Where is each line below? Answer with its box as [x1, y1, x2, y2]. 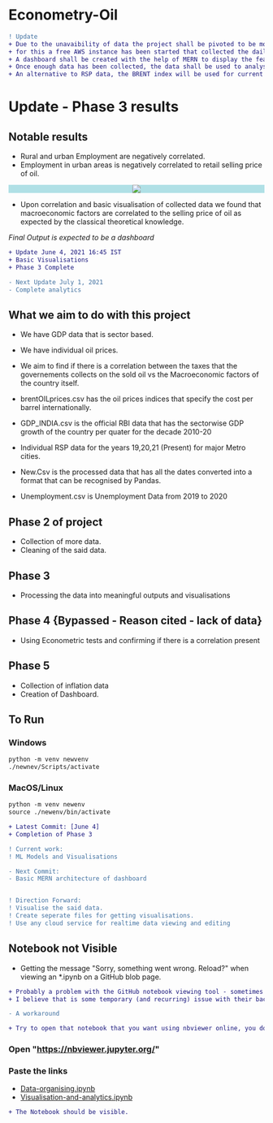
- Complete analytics [8, 286, 82, 294]
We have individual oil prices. [19, 345, 119, 355]
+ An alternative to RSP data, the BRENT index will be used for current [8, 71, 264, 79]
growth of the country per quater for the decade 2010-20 [19, 427, 212, 437]
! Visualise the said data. [8, 904, 104, 913]
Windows [8, 736, 47, 748]
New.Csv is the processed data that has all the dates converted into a [19, 467, 253, 477]
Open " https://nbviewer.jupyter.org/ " [8, 1043, 160, 1055]
